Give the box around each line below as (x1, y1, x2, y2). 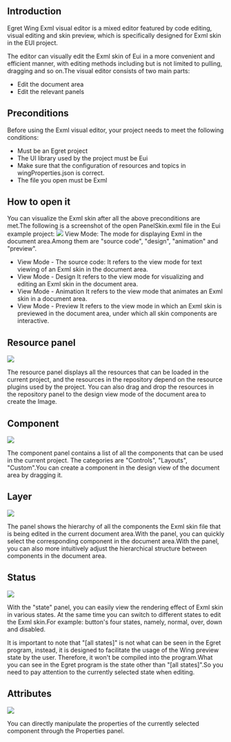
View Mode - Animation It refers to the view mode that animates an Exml (17, 287, 223, 296)
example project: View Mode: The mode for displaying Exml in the (7, 230, 203, 238)
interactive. (17, 317, 50, 325)
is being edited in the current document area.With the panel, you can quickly (7, 529, 225, 538)
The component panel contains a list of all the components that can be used (7, 449, 223, 457)
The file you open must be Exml (17, 176, 108, 184)
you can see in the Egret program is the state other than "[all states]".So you (7, 660, 224, 669)
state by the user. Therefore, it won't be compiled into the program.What (7, 653, 213, 661)
